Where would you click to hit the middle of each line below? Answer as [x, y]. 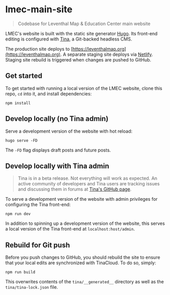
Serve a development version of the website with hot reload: [69, 131]
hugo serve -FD [22, 140]
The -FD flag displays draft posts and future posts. [58, 150]
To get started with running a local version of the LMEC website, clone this [84, 88]
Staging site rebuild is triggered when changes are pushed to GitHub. [78, 59]
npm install [18, 103]
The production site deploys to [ [39, 49]
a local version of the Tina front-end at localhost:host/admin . [70, 229]
